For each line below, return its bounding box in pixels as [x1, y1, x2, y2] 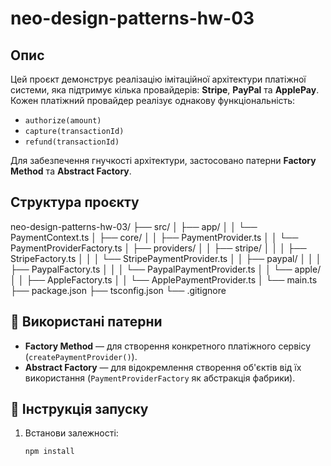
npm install [24, 447, 75, 457]
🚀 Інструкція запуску [10, 401, 149, 418]
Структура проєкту [10, 194, 140, 211]
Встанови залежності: [24, 427, 119, 439]
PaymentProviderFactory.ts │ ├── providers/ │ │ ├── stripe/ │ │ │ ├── [10, 242, 307, 254]
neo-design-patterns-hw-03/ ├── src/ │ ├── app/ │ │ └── [10, 220, 258, 232]
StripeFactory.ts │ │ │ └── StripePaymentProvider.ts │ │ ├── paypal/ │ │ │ [10, 252, 322, 264]
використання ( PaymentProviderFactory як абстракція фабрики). [24, 372, 296, 384]
